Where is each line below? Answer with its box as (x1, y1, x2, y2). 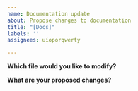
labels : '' (7, 30, 40, 37)
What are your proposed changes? (7, 75, 112, 85)
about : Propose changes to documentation (7, 17, 132, 24)
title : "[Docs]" (7, 23, 55, 30)
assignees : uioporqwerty (7, 37, 81, 44)
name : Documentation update (7, 10, 91, 18)
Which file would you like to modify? (7, 62, 117, 71)
